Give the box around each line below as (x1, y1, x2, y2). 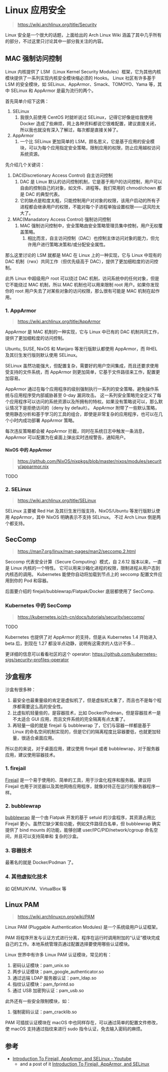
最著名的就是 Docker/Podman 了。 (5, 859, 76, 865)
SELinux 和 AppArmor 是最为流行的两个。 (10, 87, 96, 93)
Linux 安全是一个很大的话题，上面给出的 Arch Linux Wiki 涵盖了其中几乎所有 (5, 32, 161, 38)
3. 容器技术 (5, 847, 32, 854)
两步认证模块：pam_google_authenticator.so (12, 968, 104, 975)
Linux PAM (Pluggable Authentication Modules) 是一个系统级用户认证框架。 (5, 924, 161, 930)
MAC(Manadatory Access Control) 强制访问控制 (12, 216, 111, 222)
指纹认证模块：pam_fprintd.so (12, 981, 74, 988)
